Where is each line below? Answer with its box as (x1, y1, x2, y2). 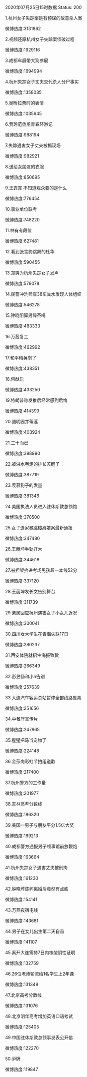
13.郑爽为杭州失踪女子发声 (5, 270, 59, 276)
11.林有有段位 (5, 227, 32, 233)
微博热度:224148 (5, 748, 40, 754)
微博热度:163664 (5, 854, 40, 860)
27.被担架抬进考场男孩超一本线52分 (5, 567, 78, 573)
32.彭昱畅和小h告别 (5, 674, 45, 679)
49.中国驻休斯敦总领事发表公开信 (5, 1035, 73, 1041)
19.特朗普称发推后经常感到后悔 (5, 397, 68, 403)
